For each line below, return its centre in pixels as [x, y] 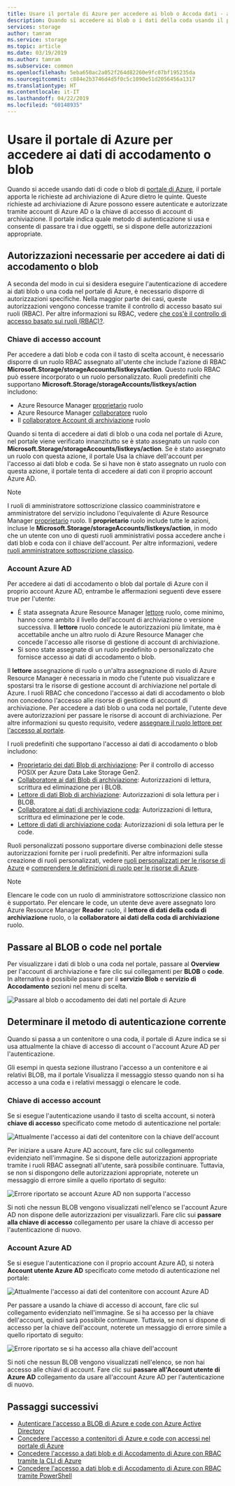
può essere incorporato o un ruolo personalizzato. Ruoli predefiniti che [109, 377]
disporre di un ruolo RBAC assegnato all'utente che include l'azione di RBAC [117, 361]
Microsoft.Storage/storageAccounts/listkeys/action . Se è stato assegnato [116, 448]
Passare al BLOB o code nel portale [85, 947]
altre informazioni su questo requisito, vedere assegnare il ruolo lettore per [115, 723]
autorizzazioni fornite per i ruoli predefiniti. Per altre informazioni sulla [108, 853]
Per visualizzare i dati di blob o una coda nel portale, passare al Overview [114, 964]
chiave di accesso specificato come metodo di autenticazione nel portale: [114, 1123]
